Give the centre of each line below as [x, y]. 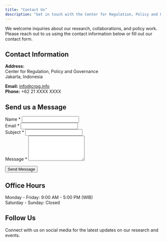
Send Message [21, 169]
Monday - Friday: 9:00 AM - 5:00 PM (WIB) [49, 197]
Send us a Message [36, 107]
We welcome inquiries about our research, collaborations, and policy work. [81, 28]
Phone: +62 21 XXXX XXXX [33, 91]
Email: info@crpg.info [27, 86]
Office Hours [25, 185]
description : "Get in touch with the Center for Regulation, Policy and [82, 14]
